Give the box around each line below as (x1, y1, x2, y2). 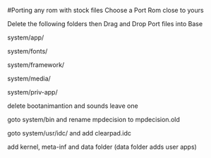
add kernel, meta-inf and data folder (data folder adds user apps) (7, 142, 198, 151)
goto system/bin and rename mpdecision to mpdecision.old (7, 116, 180, 123)
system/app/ (7, 33, 44, 42)
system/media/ (7, 74, 51, 83)
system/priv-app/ (7, 88, 58, 96)
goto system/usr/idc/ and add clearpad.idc (7, 129, 132, 137)
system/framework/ (7, 61, 65, 69)
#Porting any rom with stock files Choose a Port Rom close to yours (7, 6, 204, 14)
